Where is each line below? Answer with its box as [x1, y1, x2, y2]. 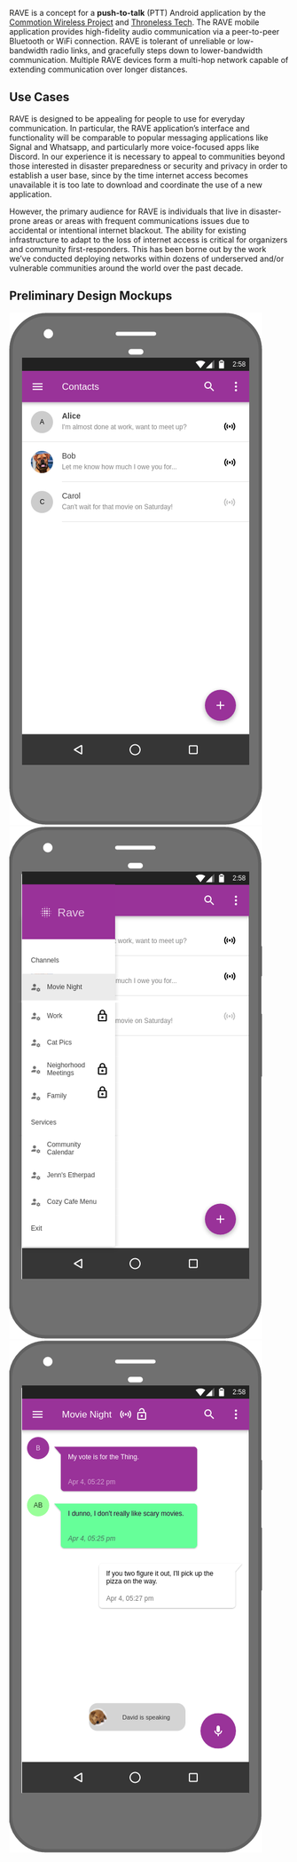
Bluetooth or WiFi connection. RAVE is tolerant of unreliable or [9, 36, 236, 46]
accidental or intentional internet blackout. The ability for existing [9, 225, 246, 235]
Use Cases [9, 90, 70, 105]
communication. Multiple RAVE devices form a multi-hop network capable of [9, 55, 289, 65]
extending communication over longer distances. [9, 64, 188, 75]
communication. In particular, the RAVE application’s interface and [9, 123, 250, 133]
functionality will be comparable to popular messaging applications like [9, 132, 269, 143]
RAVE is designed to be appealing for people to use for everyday [9, 113, 246, 123]
